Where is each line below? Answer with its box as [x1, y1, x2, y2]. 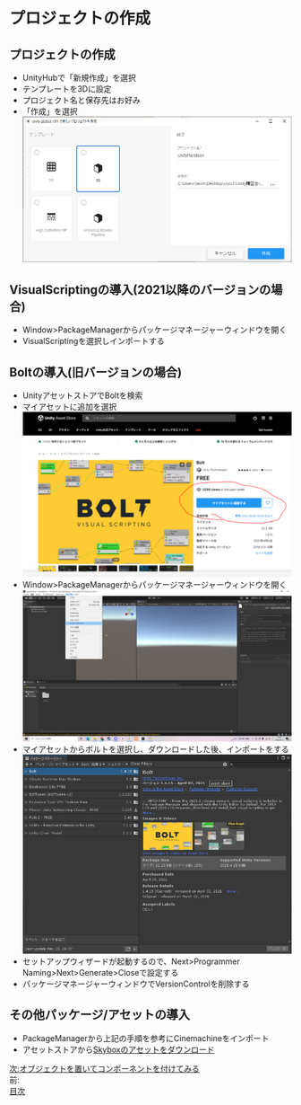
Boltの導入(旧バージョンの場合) [9, 365, 182, 380]
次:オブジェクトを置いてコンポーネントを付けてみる [9, 1063, 200, 1074]
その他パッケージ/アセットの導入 [9, 1007, 191, 1022]
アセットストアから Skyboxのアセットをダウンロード [21, 1044, 215, 1055]
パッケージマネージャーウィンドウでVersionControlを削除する [21, 978, 250, 989]
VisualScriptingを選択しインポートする [21, 336, 165, 347]
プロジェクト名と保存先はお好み [21, 95, 141, 105]
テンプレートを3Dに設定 [21, 84, 112, 94]
